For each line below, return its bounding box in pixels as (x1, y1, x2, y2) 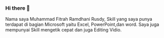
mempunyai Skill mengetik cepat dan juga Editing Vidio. (5, 27, 122, 33)
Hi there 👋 (5, 5, 31, 12)
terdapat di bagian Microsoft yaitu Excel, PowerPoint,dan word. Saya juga (5, 21, 159, 27)
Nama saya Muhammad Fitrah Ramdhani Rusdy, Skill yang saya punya (5, 16, 153, 22)
